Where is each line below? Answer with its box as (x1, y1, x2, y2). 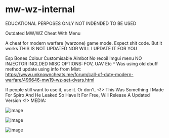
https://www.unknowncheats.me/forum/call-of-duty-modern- (5, 71, 134, 77)
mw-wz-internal (5, 4, 75, 15)
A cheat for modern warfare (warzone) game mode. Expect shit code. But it (5, 40, 162, 46)
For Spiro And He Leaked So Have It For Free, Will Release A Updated (5, 92, 150, 98)
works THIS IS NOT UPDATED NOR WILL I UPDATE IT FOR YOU (5, 45, 138, 51)
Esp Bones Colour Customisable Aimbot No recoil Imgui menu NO (5, 55, 142, 61)
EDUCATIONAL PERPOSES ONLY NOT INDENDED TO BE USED (5, 20, 137, 26)
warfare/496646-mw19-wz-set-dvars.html (5, 77, 95, 83)
